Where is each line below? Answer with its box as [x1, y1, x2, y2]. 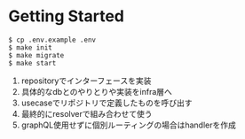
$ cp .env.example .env [8, 35, 97, 44]
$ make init [8, 42, 52, 52]
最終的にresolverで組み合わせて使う [20, 108, 153, 119]
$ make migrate [8, 50, 65, 59]
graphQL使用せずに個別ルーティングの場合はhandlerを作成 [20, 120, 236, 130]
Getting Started [8, 6, 125, 27]
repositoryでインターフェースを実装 [20, 75, 152, 86]
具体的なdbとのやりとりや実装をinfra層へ [20, 86, 172, 97]
